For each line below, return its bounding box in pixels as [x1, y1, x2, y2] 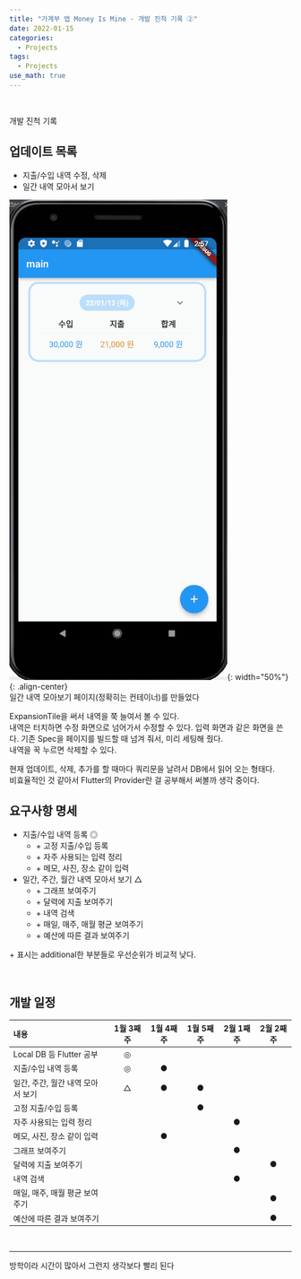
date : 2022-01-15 [9, 23, 74, 33]
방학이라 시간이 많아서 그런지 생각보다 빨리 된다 [9, 1260, 175, 1271]
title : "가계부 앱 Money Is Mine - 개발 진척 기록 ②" [9, 14, 199, 23]
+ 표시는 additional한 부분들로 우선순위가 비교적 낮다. [9, 949, 197, 960]
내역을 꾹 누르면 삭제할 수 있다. [9, 744, 117, 755]
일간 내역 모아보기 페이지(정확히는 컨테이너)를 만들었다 [9, 692, 200, 702]
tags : [9, 52, 30, 62]
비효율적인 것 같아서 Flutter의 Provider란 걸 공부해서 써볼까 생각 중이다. [9, 774, 260, 785]
